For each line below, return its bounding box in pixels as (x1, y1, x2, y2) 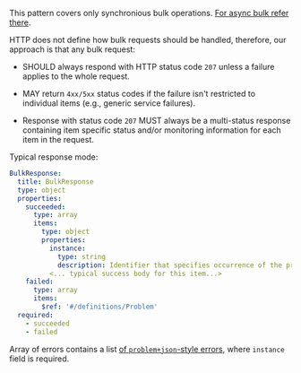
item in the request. (21, 134, 94, 144)
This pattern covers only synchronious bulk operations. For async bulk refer (9, 8, 289, 18)
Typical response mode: (9, 152, 99, 162)
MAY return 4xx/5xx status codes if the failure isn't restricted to (21, 89, 256, 99)
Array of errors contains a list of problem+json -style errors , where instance (9, 343, 285, 354)
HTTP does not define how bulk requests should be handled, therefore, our (9, 35, 287, 45)
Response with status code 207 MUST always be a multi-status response (21, 116, 291, 126)
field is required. (9, 353, 70, 364)
